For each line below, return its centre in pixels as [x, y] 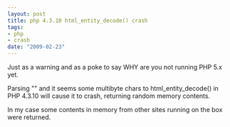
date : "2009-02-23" [36, 47]
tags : [15, 27]
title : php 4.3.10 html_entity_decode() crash [78, 21]
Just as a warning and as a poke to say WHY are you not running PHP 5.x [115, 67]
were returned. [29, 117]
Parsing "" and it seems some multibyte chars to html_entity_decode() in [113, 88]
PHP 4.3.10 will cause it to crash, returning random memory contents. [109, 96]
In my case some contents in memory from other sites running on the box [115, 110]
